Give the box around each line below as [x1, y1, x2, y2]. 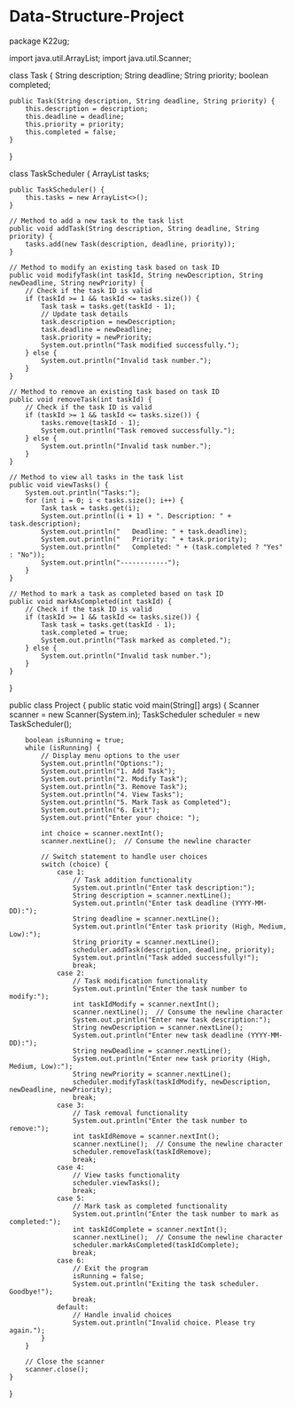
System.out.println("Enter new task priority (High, [72, 1054, 272, 1063]
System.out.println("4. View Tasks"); [41, 790, 184, 799]
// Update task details [41, 309, 128, 319]
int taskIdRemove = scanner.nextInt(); [72, 1132, 220, 1141]
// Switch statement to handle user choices [41, 852, 208, 861]
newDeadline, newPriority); [9, 1085, 113, 1094]
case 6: [56, 1256, 86, 1265]
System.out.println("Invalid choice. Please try [72, 1318, 255, 1327]
